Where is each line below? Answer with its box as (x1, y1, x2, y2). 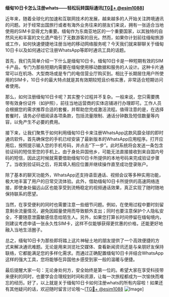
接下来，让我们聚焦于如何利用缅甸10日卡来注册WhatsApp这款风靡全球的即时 (5, 130, 164, 136)
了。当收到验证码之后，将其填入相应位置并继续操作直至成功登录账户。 (5, 161, 151, 167)
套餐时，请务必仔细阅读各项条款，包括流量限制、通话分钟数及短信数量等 (5, 113, 155, 118)
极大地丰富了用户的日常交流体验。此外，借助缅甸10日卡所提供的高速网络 (5, 179, 155, 184)
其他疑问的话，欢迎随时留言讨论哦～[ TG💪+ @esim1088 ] (9, 286, 144, 292)
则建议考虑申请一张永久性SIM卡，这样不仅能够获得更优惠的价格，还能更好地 (5, 220, 163, 226)
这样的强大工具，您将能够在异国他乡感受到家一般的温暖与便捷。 (5, 257, 137, 262)
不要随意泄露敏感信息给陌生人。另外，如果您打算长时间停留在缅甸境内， (14, 214, 164, 220)
